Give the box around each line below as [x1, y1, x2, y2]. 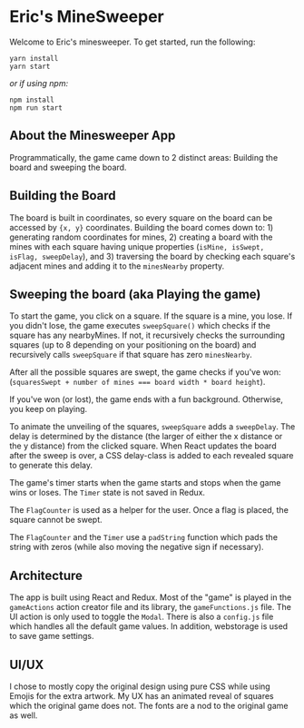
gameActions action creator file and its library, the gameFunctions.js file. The [9, 602, 292, 613]
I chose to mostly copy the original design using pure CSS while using [9, 681, 270, 692]
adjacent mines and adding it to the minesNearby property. [9, 261, 225, 271]
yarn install [9, 54, 59, 63]
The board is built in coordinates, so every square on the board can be [9, 212, 273, 223]
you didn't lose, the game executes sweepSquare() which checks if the [9, 320, 270, 331]
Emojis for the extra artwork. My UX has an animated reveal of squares [9, 691, 274, 701]
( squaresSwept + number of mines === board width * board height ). [9, 377, 266, 388]
